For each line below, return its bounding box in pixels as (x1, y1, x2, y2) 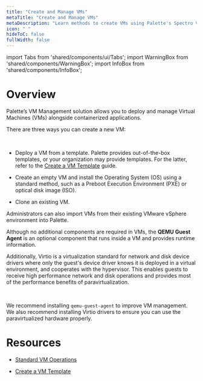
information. (6, 241, 37, 248)
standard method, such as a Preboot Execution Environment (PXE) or (14, 180, 187, 187)
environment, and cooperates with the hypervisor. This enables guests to (6, 265, 188, 273)
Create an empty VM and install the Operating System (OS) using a (14, 174, 182, 181)
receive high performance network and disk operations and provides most (6, 272, 192, 279)
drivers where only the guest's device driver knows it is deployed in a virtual (6, 259, 196, 266)
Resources (6, 336, 62, 350)
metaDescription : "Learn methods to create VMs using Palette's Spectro (6, 20, 193, 26)
